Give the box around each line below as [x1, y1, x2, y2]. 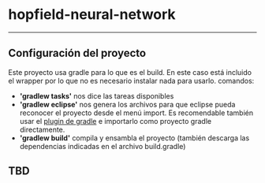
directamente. [19, 125, 65, 134]
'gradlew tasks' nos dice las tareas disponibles [19, 91, 174, 100]
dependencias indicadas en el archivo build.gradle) [19, 141, 186, 151]
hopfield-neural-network [8, 6, 176, 24]
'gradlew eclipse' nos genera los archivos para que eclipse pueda [19, 99, 236, 109]
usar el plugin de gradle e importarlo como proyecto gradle [19, 116, 211, 125]
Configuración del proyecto [8, 47, 147, 60]
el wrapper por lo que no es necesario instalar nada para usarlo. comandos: [8, 76, 255, 85]
